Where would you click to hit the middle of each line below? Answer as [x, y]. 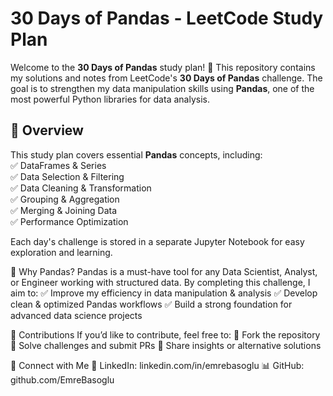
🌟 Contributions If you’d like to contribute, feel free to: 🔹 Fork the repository [165, 334]
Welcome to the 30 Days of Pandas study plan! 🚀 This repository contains [163, 67]
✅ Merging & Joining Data [64, 210]
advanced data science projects [76, 315]
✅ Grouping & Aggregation [65, 199]
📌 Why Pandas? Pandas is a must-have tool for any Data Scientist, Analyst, [164, 271]
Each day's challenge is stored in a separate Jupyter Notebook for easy [157, 241]
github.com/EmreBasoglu [62, 379]
